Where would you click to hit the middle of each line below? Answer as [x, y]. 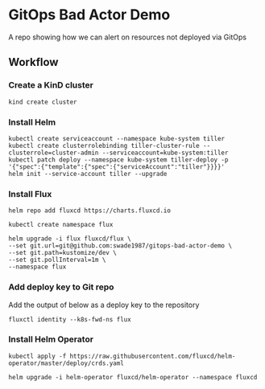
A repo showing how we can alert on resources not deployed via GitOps [128, 37]
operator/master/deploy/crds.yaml [66, 363]
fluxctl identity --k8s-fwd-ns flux [70, 319]
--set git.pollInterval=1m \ [57, 260]
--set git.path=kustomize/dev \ [62, 253]
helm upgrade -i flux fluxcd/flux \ [70, 239]
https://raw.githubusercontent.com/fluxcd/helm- [153, 356]
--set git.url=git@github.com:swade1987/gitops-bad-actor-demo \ [120, 246]
